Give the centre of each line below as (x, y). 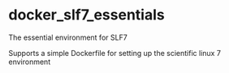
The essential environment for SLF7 (68, 37)
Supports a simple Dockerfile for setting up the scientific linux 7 (115, 53)
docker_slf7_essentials (86, 15)
